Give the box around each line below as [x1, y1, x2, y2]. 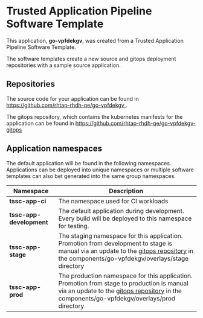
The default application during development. [58, 206, 184, 215]
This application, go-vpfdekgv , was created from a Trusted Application [6, 37, 184, 44]
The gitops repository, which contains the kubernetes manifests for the [6, 113, 183, 120]
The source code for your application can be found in [6, 95, 139, 102]
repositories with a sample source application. [6, 62, 121, 69]
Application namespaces [6, 144, 103, 154]
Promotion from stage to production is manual [58, 279, 188, 287]
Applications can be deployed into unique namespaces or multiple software [6, 166, 195, 173]
